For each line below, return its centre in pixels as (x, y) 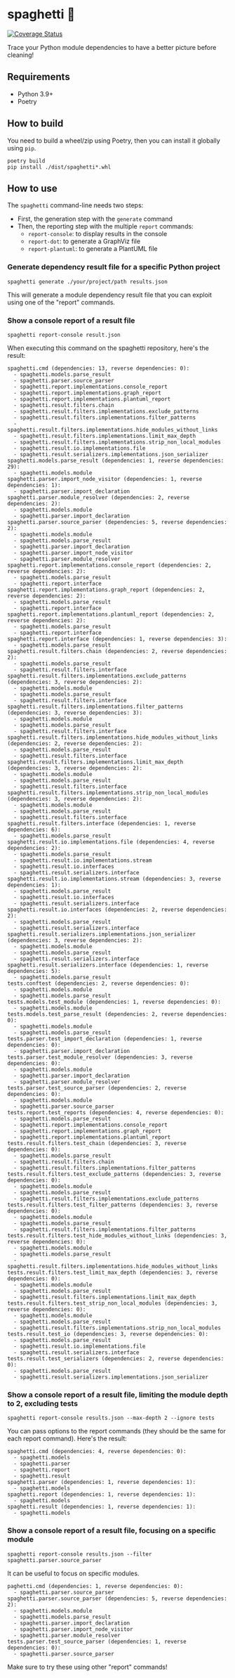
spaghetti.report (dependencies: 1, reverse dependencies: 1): (102, 1495)
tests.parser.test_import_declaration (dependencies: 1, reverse (105, 1039)
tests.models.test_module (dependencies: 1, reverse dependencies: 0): (114, 1002)
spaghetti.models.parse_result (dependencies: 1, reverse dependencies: (116, 460)
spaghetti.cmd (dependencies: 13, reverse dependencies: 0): (99, 368)
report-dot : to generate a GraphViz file (84, 241)
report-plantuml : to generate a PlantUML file (93, 249)
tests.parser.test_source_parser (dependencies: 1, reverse (97, 1641)
